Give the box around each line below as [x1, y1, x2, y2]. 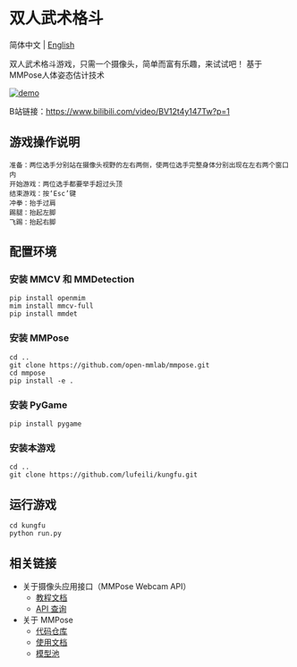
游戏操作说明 [9, 135, 81, 150]
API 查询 [35, 603, 67, 613]
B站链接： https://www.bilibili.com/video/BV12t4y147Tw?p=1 [9, 106, 231, 116]
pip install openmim [9, 294, 87, 303]
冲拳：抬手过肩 [9, 198, 56, 207]
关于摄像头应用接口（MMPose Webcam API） [21, 580, 191, 591]
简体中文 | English [9, 39, 75, 50]
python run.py [9, 529, 63, 538]
